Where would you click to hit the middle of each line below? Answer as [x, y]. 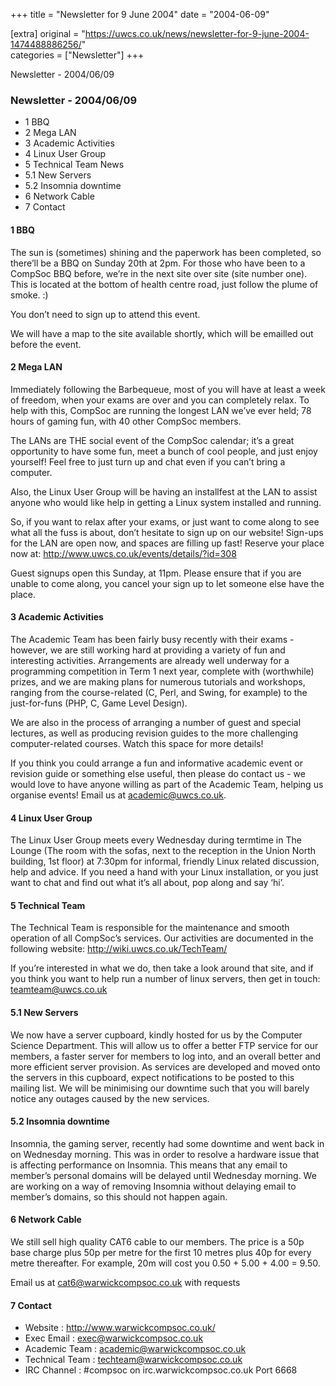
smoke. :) [29, 295]
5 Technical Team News [74, 165]
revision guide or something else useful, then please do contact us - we [158, 773]
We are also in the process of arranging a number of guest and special [156, 722]
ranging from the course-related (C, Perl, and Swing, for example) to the [159, 692]
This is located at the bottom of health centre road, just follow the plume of [164, 284]
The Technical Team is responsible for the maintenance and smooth [150, 928]
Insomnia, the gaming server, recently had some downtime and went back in [167, 1143]
